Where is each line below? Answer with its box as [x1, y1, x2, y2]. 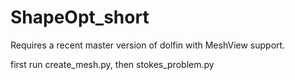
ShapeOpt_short [10, 6, 150, 29]
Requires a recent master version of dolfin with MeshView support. [10, 39, 286, 51]
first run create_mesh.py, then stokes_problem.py [10, 58, 215, 70]
